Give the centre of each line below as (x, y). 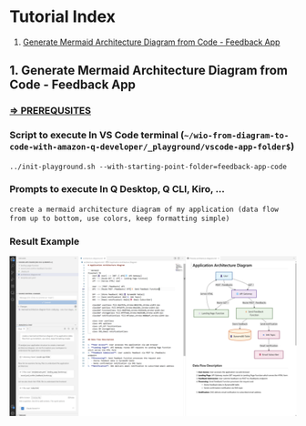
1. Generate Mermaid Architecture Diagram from (149, 71)
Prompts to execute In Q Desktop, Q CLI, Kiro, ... (117, 189)
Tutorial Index (63, 17)
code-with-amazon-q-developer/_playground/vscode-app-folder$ (150, 147)
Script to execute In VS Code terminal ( (97, 136)
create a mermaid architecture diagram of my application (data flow (144, 209)
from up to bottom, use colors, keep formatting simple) (120, 218)
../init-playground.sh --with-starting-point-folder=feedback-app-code (148, 167)
